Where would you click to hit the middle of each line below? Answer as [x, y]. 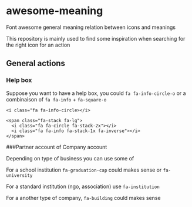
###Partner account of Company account [57, 147]
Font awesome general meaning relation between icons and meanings [91, 27]
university [19, 175]
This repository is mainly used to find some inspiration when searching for [96, 38]
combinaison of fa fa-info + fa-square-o [56, 99]
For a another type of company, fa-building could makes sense [83, 198]
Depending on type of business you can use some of [70, 158]
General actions [36, 63]
